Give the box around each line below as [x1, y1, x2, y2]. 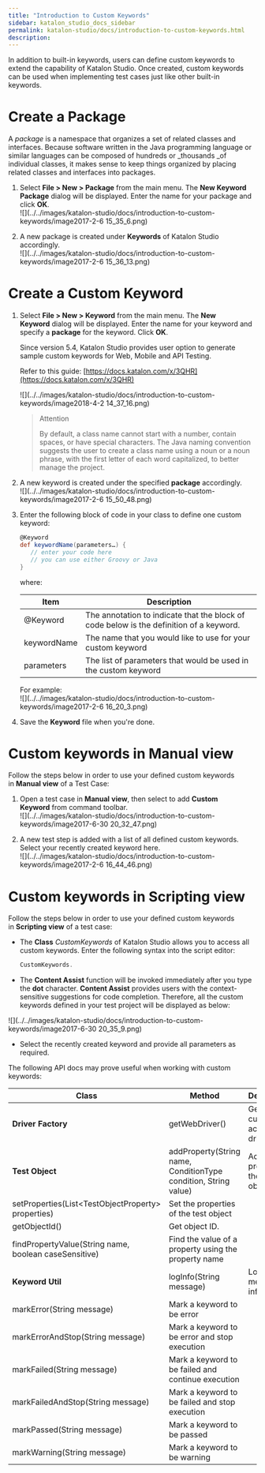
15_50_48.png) [105, 495, 152, 504]
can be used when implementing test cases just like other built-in [8, 72, 220, 81]
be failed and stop [168, 1396, 236, 1407]
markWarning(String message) [12, 1447, 126, 1458]
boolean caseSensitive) [12, 1249, 99, 1260]
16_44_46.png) [105, 860, 153, 869]
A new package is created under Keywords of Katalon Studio [19, 232, 219, 242]
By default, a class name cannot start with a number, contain [39, 429, 237, 439]
